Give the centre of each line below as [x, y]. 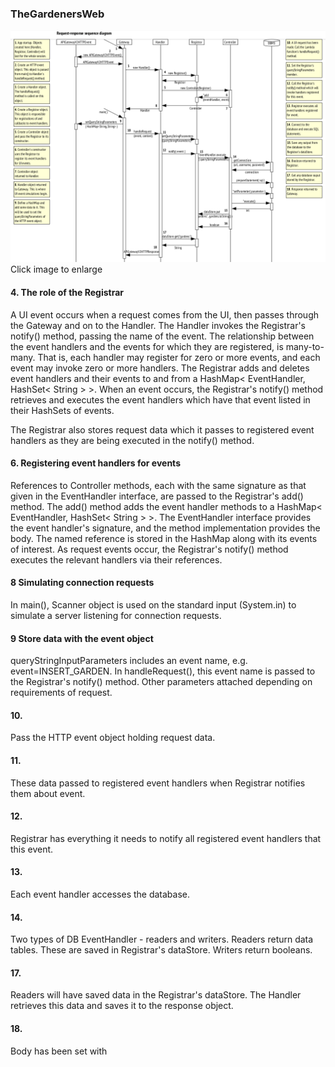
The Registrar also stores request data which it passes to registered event [162, 429]
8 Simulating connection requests [82, 583]
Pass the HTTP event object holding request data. [113, 738]
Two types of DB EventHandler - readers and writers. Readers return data [162, 939]
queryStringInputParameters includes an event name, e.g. [129, 661]
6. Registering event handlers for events [95, 463]
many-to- [305, 346]
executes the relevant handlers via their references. [116, 559]
